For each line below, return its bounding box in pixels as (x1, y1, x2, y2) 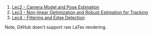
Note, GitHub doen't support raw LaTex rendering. (4, 24, 107, 30)
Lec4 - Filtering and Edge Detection (11, 15, 85, 20)
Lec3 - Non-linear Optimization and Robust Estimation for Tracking (11, 9, 148, 15)
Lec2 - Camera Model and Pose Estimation (11, 4, 100, 10)
